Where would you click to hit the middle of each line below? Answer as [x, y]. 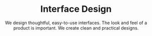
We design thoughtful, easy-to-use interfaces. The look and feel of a [76, 23]
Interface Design [76, 9]
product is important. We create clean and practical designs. [76, 28]
